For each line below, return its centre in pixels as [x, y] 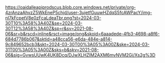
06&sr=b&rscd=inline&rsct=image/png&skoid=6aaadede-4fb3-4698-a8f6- [82, 34]
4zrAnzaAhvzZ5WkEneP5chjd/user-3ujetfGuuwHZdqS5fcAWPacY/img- [79, 12]
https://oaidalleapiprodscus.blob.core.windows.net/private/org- [71, 7]
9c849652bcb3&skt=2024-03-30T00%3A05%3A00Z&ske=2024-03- [77, 44]
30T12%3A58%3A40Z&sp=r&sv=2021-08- [49, 28]
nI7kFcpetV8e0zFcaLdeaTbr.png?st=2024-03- [53, 18]
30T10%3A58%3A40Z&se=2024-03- [44, 23]
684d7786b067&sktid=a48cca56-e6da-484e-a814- [59, 39]
